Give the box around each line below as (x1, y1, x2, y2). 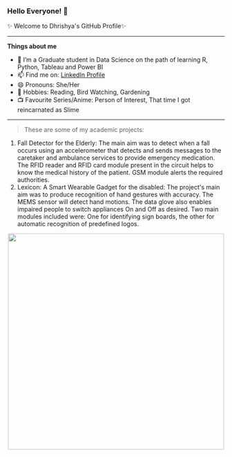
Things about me (7, 42, 57, 50)
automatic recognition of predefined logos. (17, 220, 139, 228)
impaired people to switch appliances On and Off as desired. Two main (17, 205, 219, 214)
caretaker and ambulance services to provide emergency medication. (17, 153, 215, 162)
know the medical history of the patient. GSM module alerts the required (17, 169, 223, 177)
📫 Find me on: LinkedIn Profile (17, 71, 106, 79)
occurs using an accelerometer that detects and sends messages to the (17, 147, 222, 155)
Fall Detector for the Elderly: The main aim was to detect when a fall (17, 139, 211, 147)
